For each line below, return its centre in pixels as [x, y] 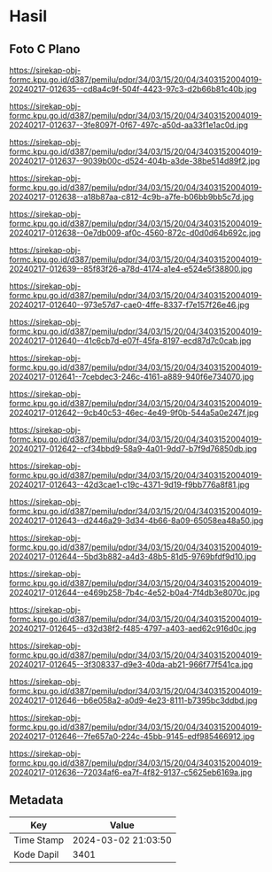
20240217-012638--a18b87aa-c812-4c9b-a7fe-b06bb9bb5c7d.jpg [132, 197]
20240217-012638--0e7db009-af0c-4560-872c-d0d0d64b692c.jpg [135, 233]
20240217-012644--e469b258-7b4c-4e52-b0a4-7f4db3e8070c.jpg [135, 592]
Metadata [36, 800]
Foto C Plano [45, 49]
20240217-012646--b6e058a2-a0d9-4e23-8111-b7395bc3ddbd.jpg [133, 700]
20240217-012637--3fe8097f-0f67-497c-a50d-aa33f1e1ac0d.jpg [129, 125]
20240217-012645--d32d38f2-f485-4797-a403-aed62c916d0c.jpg [133, 629]
